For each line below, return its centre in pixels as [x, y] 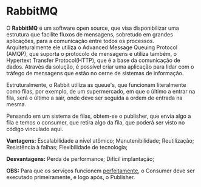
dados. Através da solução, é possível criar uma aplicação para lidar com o [100, 66]
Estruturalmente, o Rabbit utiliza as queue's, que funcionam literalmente [96, 85]
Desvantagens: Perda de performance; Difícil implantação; [80, 158]
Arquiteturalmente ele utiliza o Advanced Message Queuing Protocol [92, 47]
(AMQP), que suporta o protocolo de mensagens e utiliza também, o [92, 53]
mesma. [16, 104]
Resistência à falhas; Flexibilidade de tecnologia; [67, 147]
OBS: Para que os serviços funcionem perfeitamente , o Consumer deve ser [101, 171]
